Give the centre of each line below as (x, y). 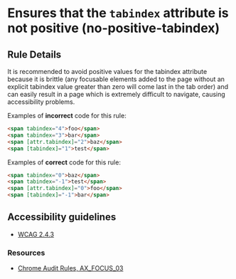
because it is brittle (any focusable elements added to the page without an (116, 79)
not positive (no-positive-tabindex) (114, 28)
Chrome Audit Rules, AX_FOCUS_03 (70, 268)
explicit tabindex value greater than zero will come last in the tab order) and (118, 86)
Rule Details (34, 54)
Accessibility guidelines (62, 217)
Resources (26, 253)
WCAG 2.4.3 (36, 234)
